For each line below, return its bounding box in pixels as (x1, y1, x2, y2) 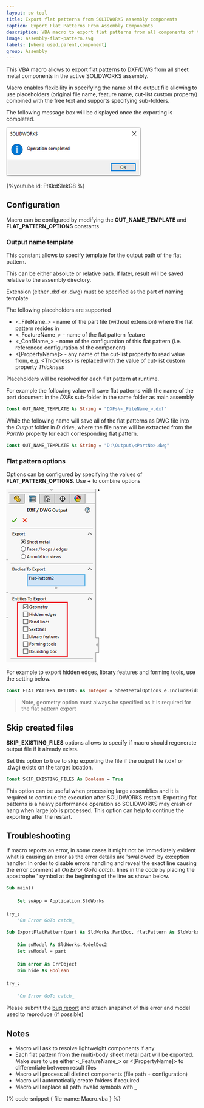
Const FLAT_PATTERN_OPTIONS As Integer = (6, 688, 113, 694)
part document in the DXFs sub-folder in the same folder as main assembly (6, 393, 194, 401)
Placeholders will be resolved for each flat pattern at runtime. (6, 375, 160, 382)
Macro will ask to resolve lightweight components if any (15, 1045, 155, 1052)
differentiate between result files (15, 1064, 97, 1071)
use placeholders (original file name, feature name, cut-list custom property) (6, 90, 198, 97)
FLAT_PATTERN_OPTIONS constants (6, 222, 99, 230)
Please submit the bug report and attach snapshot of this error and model (6, 1005, 191, 1012)
